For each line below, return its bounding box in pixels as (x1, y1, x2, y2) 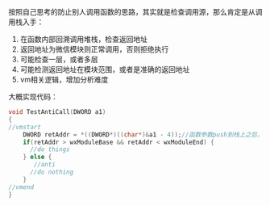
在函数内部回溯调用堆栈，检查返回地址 (19, 35, 147, 44)
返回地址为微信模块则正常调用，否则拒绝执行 (19, 44, 169, 54)
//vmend (8, 183, 35, 191)
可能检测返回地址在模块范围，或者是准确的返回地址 (19, 65, 190, 74)
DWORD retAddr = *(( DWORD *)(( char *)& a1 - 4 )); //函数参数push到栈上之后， (23, 130, 264, 139)
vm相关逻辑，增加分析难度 (19, 75, 109, 84)
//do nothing (29, 168, 74, 176)
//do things (29, 145, 70, 153)
